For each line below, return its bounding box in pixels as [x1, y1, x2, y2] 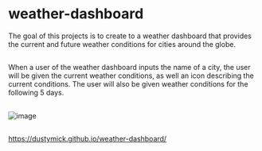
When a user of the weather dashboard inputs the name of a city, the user [8, 63, 251, 72]
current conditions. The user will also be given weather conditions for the [8, 79, 248, 89]
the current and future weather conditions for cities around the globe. [8, 39, 237, 48]
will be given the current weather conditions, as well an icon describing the [8, 71, 255, 80]
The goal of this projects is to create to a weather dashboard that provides [8, 31, 252, 41]
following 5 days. [8, 88, 65, 98]
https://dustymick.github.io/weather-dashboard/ [8, 134, 167, 144]
